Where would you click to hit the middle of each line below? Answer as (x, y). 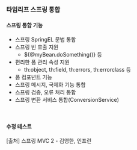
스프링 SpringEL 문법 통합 (45, 40)
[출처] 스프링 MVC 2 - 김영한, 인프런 (49, 141)
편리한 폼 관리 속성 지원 (42, 62)
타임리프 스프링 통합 (33, 9)
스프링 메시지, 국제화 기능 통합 (50, 85)
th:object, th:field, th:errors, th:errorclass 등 (77, 70)
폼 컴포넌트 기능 (33, 77)
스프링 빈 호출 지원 (37, 47)
